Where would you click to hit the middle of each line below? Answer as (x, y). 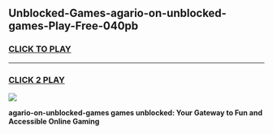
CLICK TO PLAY (40, 50)
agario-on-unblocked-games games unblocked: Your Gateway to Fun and (135, 112)
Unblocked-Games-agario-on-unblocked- (118, 13)
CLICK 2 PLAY (37, 80)
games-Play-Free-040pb (74, 26)
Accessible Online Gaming (54, 121)
